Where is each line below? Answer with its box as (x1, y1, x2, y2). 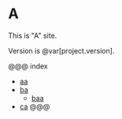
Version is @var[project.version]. (8, 46, 115, 55)
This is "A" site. (8, 31, 57, 40)
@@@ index (8, 61, 49, 71)
